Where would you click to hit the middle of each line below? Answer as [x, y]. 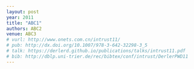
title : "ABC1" [24, 23]
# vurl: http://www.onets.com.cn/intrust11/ [63, 40]
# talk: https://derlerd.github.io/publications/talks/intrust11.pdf [96, 51]
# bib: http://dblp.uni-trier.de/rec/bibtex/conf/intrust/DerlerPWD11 [97, 56]
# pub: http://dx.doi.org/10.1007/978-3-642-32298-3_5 [77, 46]
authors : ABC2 [24, 28]
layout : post [23, 12]
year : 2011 [20, 17]
